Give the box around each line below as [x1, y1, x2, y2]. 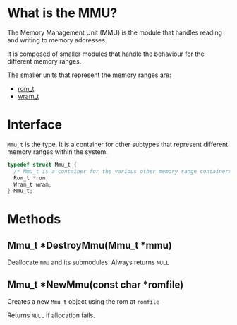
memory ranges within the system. [7, 147, 108, 156]
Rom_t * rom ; [13, 175, 49, 182]
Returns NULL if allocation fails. [7, 311, 95, 319]
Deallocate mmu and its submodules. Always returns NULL [7, 258, 170, 266]
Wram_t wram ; [13, 181, 52, 188]
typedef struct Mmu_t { [7, 161, 78, 168]
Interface [7, 117, 62, 133]
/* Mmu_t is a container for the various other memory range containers [13, 167, 232, 175]
